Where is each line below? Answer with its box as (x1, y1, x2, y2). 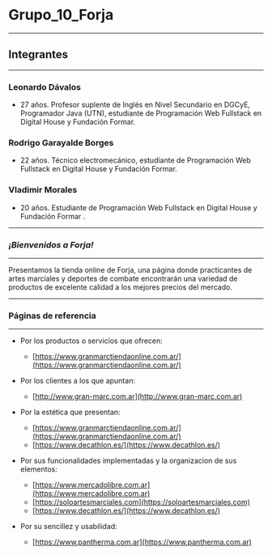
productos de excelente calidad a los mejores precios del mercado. (8, 282, 233, 292)
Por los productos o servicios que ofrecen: (19, 336, 164, 345)
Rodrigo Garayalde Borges (8, 137, 114, 148)
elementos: (19, 464, 58, 474)
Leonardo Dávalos (8, 81, 82, 92)
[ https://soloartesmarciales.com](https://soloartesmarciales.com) (32, 498, 251, 507)
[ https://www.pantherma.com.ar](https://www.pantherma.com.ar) (32, 537, 253, 547)
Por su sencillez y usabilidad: (19, 522, 117, 532)
